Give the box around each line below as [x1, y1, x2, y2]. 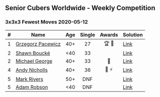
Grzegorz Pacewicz [15, 41, 61, 48]
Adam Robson [15, 83, 48, 90]
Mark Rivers [15, 75, 43, 82]
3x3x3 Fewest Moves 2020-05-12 [5, 19, 88, 25]
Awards [100, 31, 118, 38]
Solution [122, 31, 143, 38]
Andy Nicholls [15, 67, 48, 73]
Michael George [15, 57, 53, 64]
